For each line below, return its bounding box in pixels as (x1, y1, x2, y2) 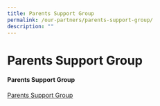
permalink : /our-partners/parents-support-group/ (7, 17, 154, 23)
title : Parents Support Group (7, 10, 95, 17)
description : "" (7, 23, 54, 30)
